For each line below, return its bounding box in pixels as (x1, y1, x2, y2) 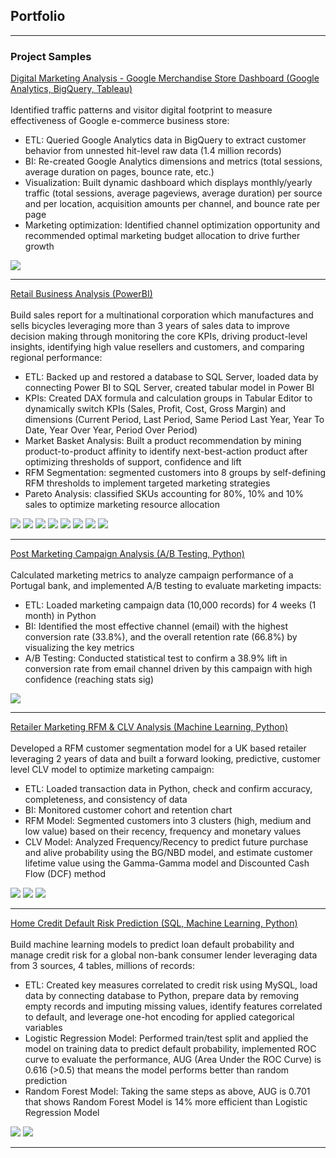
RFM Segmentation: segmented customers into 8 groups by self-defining (24, 467, 327, 479)
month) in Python (24, 610, 97, 622)
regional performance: (10, 352, 103, 364)
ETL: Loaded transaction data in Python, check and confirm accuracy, (24, 783, 313, 795)
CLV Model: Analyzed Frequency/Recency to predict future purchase (24, 836, 309, 848)
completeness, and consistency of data (24, 794, 188, 806)
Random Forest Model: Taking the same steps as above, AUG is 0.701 (24, 1085, 311, 1098)
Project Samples (10, 49, 92, 63)
